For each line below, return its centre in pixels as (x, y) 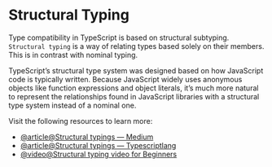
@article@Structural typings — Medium (87, 137)
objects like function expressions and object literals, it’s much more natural (134, 88)
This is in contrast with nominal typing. (73, 55)
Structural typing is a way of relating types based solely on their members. (136, 46)
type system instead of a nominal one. (72, 105)
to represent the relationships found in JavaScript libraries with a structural (134, 96)
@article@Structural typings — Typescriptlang (98, 145)
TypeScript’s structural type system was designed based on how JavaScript (136, 70)
